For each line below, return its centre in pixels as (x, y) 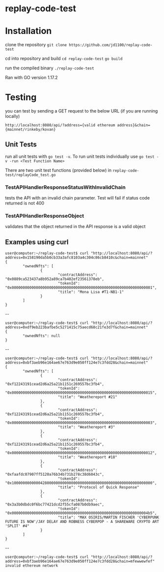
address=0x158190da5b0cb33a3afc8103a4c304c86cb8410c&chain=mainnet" (77, 258)
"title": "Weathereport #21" (88, 397)
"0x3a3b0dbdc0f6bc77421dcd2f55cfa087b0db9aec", (55, 505)
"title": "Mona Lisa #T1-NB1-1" (91, 292)
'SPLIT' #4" (17, 526)
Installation (28, 31)
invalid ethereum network (31, 566)
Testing (21, 98)
